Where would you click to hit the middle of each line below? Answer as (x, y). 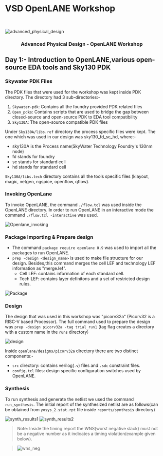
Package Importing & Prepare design (49, 237)
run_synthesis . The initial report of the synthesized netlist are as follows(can (81, 404)
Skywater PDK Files (29, 81)
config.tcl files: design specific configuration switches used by (76, 371)
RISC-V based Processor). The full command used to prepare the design (78, 322)
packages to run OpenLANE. (41, 253)
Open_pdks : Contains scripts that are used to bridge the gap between (81, 112)
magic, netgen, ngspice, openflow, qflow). (47, 181)
